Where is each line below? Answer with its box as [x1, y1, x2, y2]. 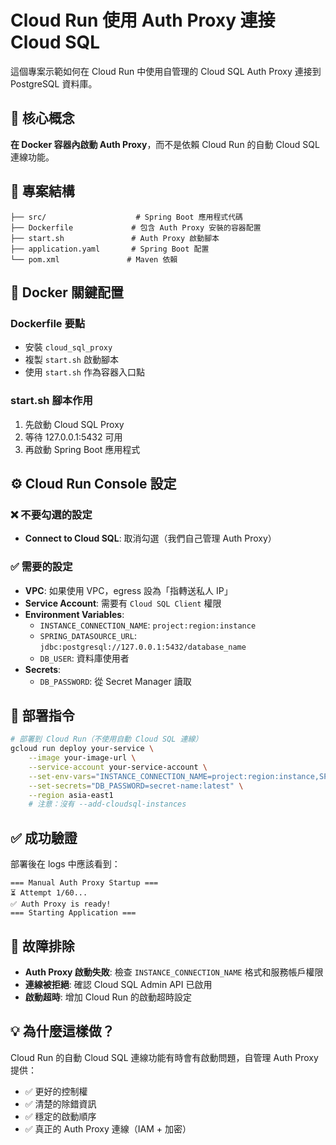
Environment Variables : [24, 608, 125, 620]
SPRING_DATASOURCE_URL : [39, 629, 137, 641]
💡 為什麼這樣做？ [10, 1023, 115, 1040]
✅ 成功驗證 [10, 829, 78, 846]
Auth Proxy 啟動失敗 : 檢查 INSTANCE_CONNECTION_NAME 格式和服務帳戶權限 [24, 966, 324, 978]
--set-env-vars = [28, 771, 97, 781]
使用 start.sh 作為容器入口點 [24, 366, 145, 378]
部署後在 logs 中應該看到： [10, 858, 121, 870]
